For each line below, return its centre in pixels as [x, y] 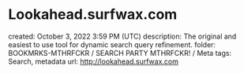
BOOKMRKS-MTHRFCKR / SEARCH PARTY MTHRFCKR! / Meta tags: [120, 53]
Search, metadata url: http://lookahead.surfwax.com [94, 61]
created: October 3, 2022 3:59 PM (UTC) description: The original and [122, 36]
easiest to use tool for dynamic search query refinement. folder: [112, 44]
